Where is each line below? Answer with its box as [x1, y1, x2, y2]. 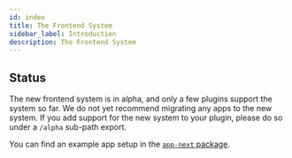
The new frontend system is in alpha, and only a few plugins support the [9, 94, 273, 104]
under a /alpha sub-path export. [9, 122, 127, 132]
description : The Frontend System [9, 37, 137, 47]
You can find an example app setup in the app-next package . [9, 139, 230, 150]
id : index [9, 12, 46, 22]
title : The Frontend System [9, 21, 113, 30]
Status [9, 70, 47, 85]
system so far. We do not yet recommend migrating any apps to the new [9, 103, 273, 114]
